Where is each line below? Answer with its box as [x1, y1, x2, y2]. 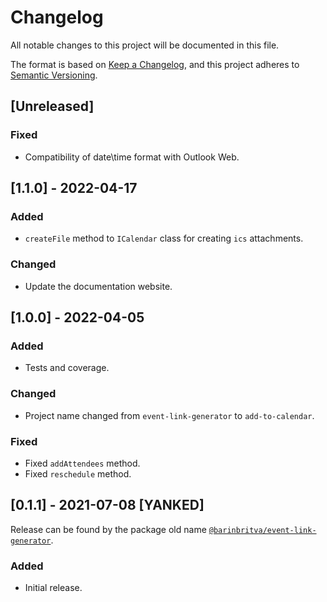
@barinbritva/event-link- [208, 525, 317, 535]
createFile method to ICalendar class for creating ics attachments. [24, 232, 304, 245]
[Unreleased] [10, 98, 95, 115]
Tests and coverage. [24, 362, 110, 374]
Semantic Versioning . [10, 69, 98, 81]
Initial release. [24, 582, 83, 593]
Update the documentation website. [24, 280, 173, 292]
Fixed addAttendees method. [24, 457, 141, 469]
